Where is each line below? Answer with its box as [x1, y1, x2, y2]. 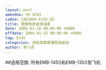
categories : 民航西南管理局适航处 [5, 40, 69, 45]
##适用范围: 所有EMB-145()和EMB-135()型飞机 [5, 59, 101, 65]
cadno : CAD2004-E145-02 [5, 17, 55, 22]
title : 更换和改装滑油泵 [5, 21, 51, 27]
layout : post [5, 7, 32, 13]
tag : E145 [5, 36, 26, 41]
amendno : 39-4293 [5, 12, 41, 17]
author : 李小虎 [5, 45, 34, 50]
